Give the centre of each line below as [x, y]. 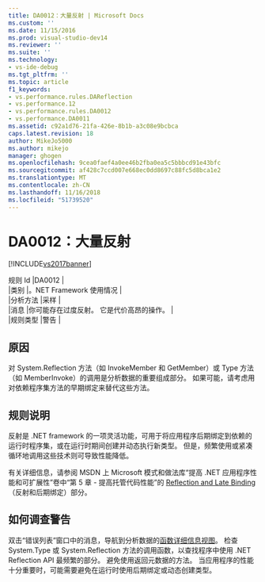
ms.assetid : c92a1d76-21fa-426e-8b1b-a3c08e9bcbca [93, 126]
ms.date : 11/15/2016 [42, 30]
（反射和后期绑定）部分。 [50, 492]
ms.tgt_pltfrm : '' [38, 75]
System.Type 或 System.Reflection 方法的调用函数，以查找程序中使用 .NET [130, 550]
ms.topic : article [38, 82]
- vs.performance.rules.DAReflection [70, 97]
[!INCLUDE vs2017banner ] [50, 264]
